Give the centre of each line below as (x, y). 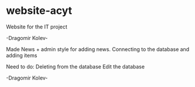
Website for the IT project (37, 27)
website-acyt (39, 11)
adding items (22, 55)
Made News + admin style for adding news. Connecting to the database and (98, 49)
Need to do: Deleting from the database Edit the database (75, 66)
